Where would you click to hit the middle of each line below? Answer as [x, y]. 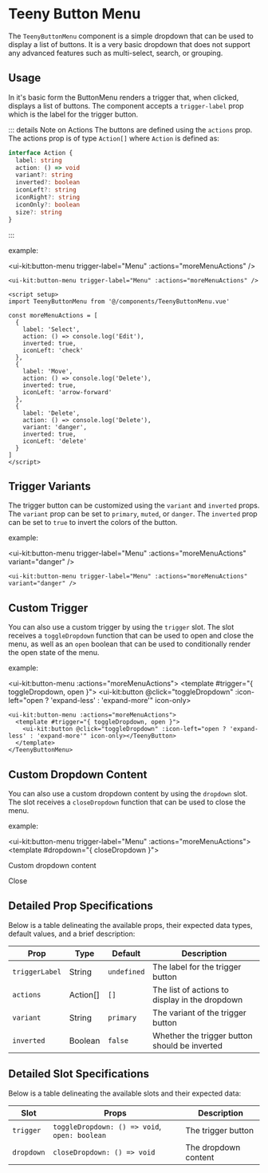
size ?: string [39, 212]
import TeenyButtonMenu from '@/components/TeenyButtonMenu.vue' [119, 301]
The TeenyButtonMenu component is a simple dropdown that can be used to [131, 36]
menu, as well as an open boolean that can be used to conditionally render [130, 644]
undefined [126, 972]
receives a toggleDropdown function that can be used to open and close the [131, 636]
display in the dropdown [198, 1000]
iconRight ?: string [48, 197]
